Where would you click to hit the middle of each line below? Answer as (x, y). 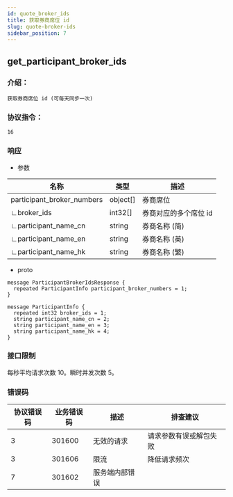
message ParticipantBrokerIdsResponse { (67, 283)
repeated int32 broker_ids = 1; (60, 313)
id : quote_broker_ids (38, 14)
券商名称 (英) (163, 239)
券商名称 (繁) (163, 252)
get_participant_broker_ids (67, 61)
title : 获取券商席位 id (38, 20)
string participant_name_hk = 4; (62, 331)
